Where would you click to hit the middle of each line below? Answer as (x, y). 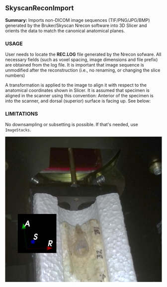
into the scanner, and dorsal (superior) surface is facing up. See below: (78, 101)
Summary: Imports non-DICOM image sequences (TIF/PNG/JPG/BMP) (78, 20)
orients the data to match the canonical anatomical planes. (65, 31)
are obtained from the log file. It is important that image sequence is (75, 65)
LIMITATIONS (22, 114)
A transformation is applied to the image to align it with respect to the (76, 85)
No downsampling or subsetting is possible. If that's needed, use (72, 125)
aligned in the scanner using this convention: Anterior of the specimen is (79, 96)
